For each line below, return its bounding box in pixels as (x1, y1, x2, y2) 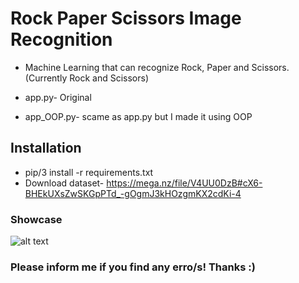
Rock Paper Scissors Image (10, 7, 242, 30)
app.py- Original (24, 91, 92, 103)
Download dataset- (24, 177, 105, 189)
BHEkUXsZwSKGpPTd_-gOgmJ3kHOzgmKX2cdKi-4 (24, 187, 242, 199)
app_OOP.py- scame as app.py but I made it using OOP (24, 110, 253, 122)
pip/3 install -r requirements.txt (24, 166, 154, 178)
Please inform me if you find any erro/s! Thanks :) (10, 260, 256, 274)
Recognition (10, 28, 113, 51)
